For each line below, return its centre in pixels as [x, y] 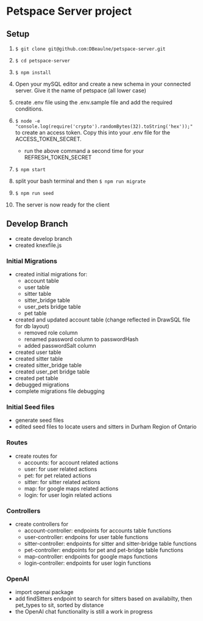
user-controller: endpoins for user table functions [86, 537]
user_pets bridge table [52, 307]
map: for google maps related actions [71, 488]
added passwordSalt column [60, 346]
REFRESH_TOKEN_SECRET [58, 157]
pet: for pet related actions [58, 476]
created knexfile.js [38, 245]
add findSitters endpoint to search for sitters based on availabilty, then [104, 599]
